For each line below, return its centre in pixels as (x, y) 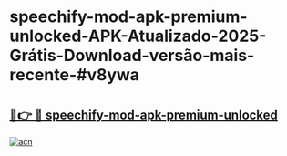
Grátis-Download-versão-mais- (132, 56)
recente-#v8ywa (74, 75)
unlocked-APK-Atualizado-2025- (138, 36)
